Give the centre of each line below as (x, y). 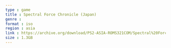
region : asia (20, 28)
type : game (18, 10)
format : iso (19, 24)
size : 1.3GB (19, 38)
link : (12, 33)
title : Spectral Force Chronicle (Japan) (51, 14)
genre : (13, 19)
